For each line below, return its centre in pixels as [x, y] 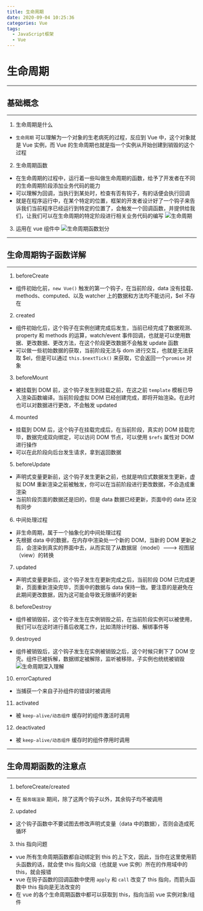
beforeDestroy [33, 606]
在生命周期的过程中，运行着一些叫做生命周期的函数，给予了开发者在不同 [105, 178]
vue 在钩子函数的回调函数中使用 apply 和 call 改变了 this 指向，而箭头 [103, 880]
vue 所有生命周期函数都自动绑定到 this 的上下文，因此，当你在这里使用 [103, 857]
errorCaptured [33, 678]
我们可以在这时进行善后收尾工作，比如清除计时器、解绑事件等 [92, 627]
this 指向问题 [31, 844]
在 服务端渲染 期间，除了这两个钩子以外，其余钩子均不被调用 [89, 799]
